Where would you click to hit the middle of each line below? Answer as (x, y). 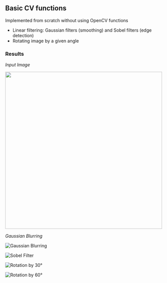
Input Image (18, 65)
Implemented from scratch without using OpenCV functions (67, 20)
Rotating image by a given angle (46, 41)
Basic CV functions (36, 8)
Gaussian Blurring (24, 236)
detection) (23, 35)
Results (15, 54)
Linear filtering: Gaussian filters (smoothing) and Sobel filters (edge (82, 30)
